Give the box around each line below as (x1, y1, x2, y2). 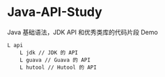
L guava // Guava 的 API (19, 56, 91, 63)
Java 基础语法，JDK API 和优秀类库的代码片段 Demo (7, 28, 158, 36)
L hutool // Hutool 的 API (19, 64, 97, 71)
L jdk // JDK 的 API (19, 49, 79, 56)
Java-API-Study (7, 4, 102, 20)
